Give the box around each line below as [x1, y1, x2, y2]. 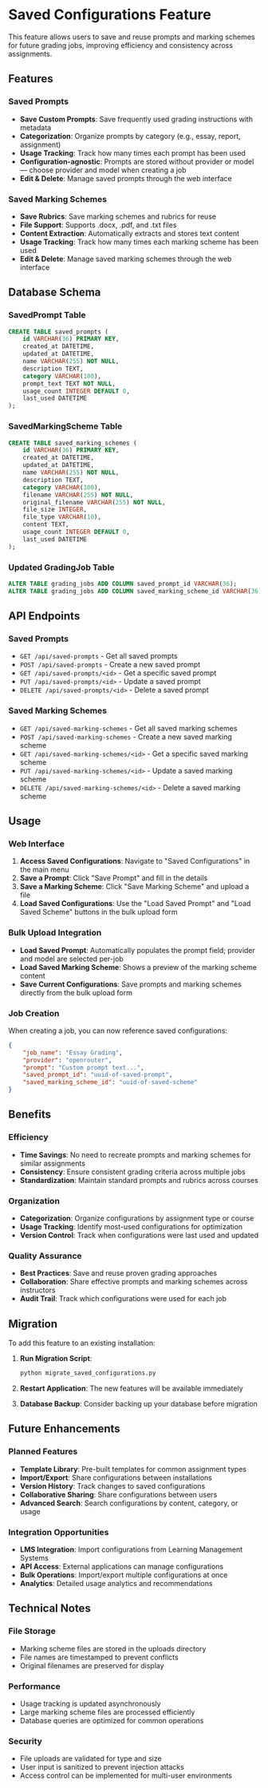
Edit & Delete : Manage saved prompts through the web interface [19, 173, 233, 183]
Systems [19, 1553, 49, 1563]
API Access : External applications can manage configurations [19, 1562, 224, 1572]
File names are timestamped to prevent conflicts [19, 1652, 179, 1662]
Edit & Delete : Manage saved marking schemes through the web [19, 254, 232, 263]
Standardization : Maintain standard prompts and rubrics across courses [19, 1175, 259, 1185]
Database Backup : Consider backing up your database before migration [19, 1399, 258, 1409]
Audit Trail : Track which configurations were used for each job [19, 1294, 227, 1303]
